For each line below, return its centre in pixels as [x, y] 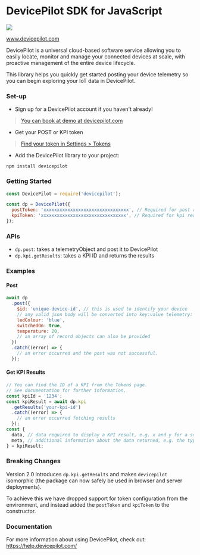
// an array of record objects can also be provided [84, 337]
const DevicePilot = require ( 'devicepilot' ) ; [63, 194]
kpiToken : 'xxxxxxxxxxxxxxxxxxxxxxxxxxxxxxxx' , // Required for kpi [98, 216]
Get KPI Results [26, 372]
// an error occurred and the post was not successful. [88, 354]
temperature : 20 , [38, 331]
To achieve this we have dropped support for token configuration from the [97, 498]
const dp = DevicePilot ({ [38, 204]
